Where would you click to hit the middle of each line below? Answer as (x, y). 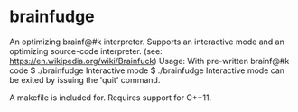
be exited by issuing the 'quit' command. (85, 79)
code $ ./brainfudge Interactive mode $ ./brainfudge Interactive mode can (147, 70)
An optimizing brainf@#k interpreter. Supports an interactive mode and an (147, 42)
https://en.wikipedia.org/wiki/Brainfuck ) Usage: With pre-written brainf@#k (149, 61)
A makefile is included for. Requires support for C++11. (111, 98)
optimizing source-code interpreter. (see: (86, 51)
